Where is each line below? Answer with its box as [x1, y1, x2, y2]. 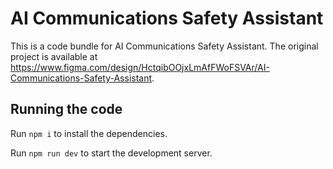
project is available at [10, 50, 98, 62]
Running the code [10, 101, 123, 118]
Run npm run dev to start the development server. [10, 147, 213, 159]
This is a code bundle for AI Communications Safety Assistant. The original [10, 40, 319, 52]
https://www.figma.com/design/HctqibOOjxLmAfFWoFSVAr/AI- [10, 61, 270, 73]
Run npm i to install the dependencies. [10, 127, 168, 139]
